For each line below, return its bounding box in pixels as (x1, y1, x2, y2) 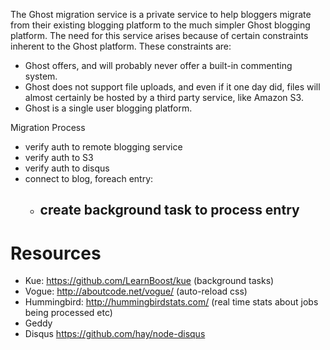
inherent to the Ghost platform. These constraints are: (10, 40, 232, 52)
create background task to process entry (39, 202, 300, 219)
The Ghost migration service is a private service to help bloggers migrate (10, 9, 312, 20)
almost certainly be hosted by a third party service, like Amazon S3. (24, 92, 304, 103)
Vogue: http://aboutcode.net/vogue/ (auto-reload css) (24, 285, 248, 298)
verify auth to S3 (24, 152, 94, 163)
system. (24, 70, 58, 82)
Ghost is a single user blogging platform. (24, 102, 193, 114)
